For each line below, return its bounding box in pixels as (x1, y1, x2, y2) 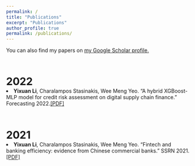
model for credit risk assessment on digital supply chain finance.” (18, 94, 177, 101)
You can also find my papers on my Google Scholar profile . (6, 47, 149, 54)
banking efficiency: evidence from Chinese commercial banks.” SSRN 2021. (6, 147, 190, 154)
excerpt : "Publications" (6, 19, 67, 25)
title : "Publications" (6, 14, 62, 20)
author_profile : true (6, 25, 60, 31)
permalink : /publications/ (6, 31, 72, 37)
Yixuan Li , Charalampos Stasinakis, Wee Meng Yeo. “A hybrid (14, 87, 163, 95)
